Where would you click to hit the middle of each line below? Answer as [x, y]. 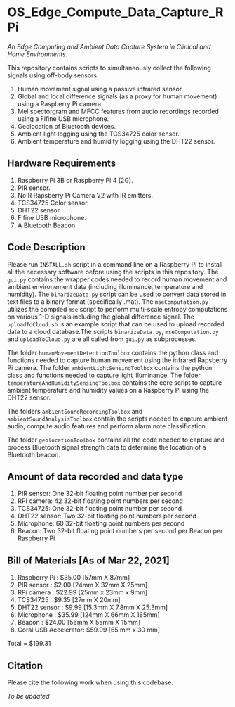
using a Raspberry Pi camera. [60, 103]
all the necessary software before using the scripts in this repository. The [113, 272]
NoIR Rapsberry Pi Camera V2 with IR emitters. [85, 195]
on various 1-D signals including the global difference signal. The [101, 317]
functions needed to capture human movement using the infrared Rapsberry [117, 360]
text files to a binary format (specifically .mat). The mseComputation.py [108, 301]
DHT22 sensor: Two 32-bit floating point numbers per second [107, 516]
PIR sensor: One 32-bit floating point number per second [100, 494]
